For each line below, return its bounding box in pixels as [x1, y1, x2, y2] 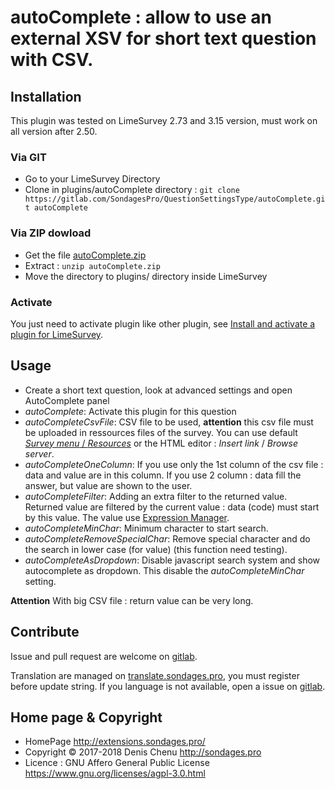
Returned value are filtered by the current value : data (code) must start [24, 501, 320, 513]
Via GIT [10, 150, 47, 164]
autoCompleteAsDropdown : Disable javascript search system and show [24, 554, 321, 566]
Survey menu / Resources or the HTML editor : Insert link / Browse [24, 437, 299, 449]
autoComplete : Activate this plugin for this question [24, 405, 237, 417]
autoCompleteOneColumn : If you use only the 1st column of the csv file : [24, 458, 324, 470]
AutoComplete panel [24, 394, 110, 406]
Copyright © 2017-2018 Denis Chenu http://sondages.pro [24, 746, 262, 758]
